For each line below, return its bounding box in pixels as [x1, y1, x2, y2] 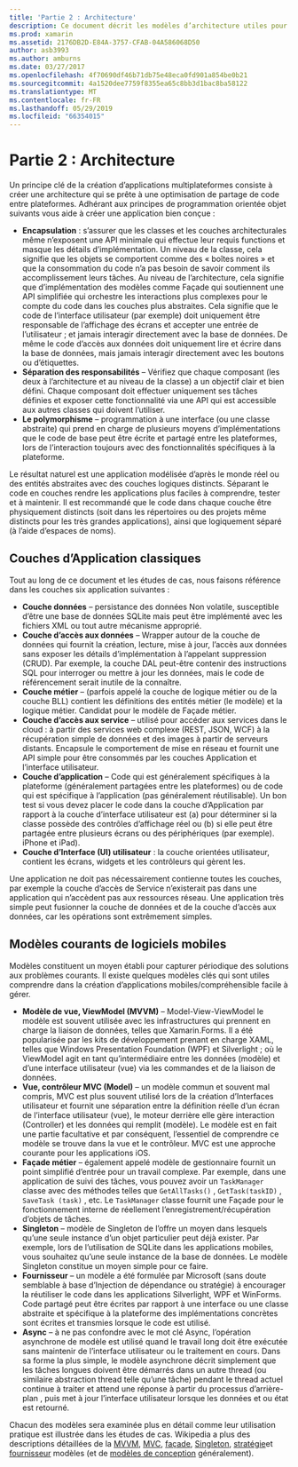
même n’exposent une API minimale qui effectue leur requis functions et [21, 234, 286, 245]
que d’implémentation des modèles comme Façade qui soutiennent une [21, 282, 284, 293]
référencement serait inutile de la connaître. [21, 677, 182, 687]
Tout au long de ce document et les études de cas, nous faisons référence [9, 575, 281, 585]
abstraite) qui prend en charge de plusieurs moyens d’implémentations [21, 424, 281, 434]
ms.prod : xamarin [9, 29, 74, 38]
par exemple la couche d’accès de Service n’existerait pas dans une [9, 883, 257, 893]
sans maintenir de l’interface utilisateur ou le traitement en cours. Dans [21, 1345, 281, 1356]
